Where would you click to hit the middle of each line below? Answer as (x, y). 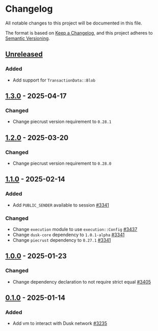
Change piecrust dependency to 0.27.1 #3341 (62, 240)
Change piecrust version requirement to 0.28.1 (62, 122)
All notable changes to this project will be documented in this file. (74, 23)
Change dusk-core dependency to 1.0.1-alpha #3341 (69, 235)
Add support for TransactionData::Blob (54, 80)
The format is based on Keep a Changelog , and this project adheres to (79, 33)
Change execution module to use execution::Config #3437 (75, 229)
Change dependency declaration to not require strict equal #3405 (82, 282)
